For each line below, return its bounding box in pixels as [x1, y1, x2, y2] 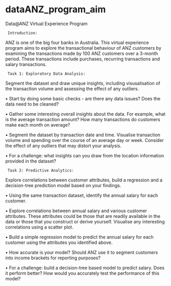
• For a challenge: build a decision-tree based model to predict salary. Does [5, 264, 165, 271]
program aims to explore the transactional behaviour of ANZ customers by [5, 45, 162, 51]
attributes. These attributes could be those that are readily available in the [5, 213, 161, 219]
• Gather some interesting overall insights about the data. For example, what [5, 111, 166, 117]
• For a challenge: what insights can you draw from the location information [5, 152, 164, 158]
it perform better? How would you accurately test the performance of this [5, 270, 160, 276]
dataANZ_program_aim [5, 4, 106, 15]
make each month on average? [5, 121, 70, 128]
